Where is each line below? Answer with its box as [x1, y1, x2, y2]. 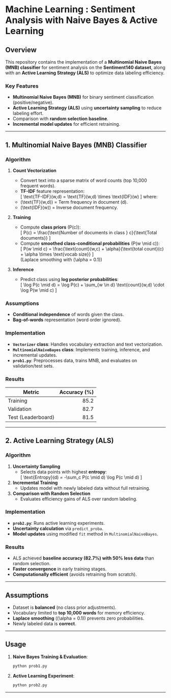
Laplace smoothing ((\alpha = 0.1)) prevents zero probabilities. [12, 615, 145, 621]
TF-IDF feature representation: [20, 188, 85, 194]
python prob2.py [12, 682, 47, 688]
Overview [5, 45, 37, 54]
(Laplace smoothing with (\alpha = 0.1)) [20, 256, 102, 263]
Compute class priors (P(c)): [20, 224, 81, 230]
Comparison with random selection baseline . [12, 116, 108, 122]
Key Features [5, 82, 39, 90]
